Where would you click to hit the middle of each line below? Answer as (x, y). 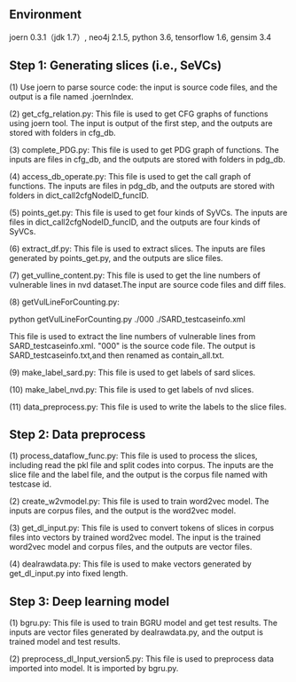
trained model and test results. (65, 642)
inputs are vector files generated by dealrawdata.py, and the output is (136, 632)
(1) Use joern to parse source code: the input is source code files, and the (143, 87)
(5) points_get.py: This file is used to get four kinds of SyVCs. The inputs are (148, 212)
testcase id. (30, 484)
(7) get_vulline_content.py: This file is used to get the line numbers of (135, 275)
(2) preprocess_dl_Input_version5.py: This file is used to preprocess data (142, 659)
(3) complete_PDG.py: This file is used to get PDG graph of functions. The (144, 149)
